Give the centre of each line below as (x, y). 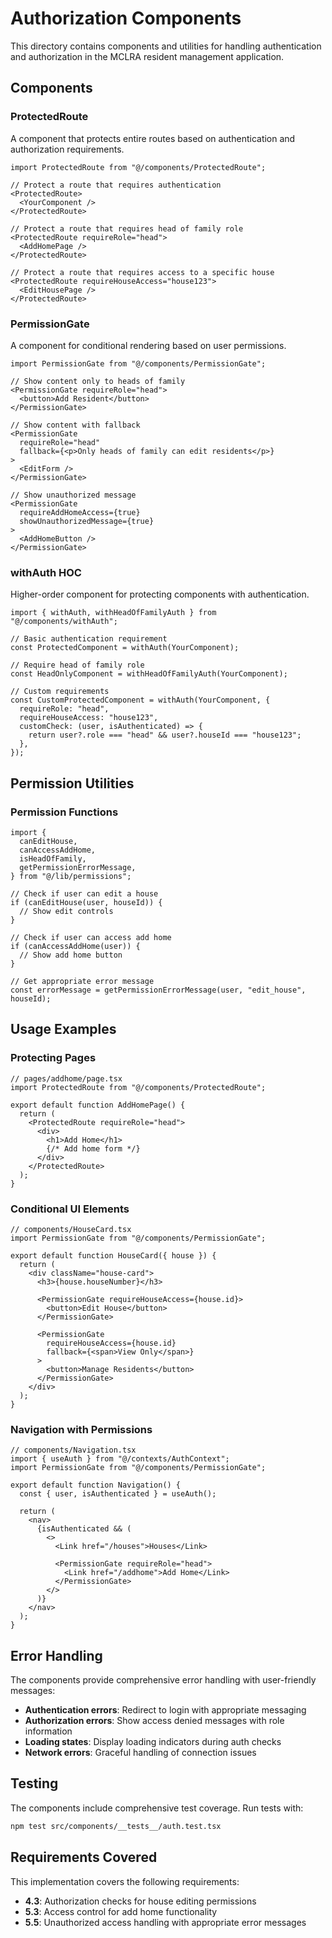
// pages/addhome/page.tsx (66, 1078)
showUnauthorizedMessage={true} (87, 521)
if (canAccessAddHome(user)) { (75, 946)
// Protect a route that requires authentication (116, 185)
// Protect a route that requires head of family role (127, 228)
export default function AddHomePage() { (98, 1105)
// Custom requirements (60, 692)
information (48, 1731)
